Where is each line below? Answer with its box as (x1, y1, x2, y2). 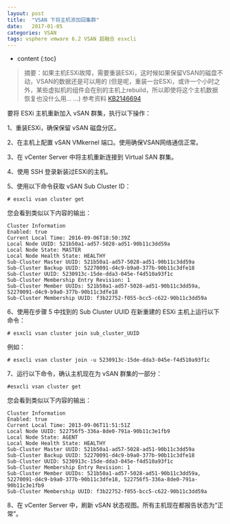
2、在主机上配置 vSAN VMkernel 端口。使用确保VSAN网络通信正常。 (7, 138, 203, 146)
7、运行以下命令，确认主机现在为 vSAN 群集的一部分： (7, 369, 163, 378)
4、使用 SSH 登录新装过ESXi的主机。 (7, 168, 112, 176)
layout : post (7, 10, 45, 17)
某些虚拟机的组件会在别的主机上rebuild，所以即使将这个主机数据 (36, 86, 218, 94)
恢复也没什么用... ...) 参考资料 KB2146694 (23, 94, 141, 103)
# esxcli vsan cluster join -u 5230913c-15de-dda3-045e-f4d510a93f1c (7, 357, 211, 364)
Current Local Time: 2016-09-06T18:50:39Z (7, 234, 130, 241)
